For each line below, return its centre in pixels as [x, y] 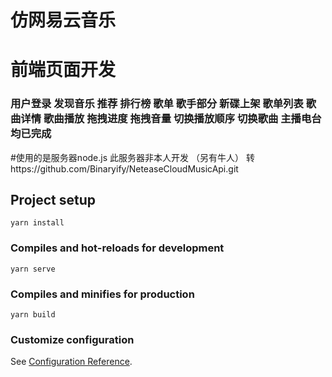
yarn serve [33, 269]
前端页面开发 [63, 70]
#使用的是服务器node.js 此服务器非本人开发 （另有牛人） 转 [132, 157]
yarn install [37, 223]
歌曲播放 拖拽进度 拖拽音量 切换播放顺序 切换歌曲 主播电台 [182, 119]
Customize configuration [72, 339]
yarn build [33, 315]
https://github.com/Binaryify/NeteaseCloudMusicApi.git [124, 168]
